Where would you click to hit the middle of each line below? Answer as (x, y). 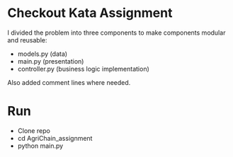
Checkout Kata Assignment (90, 13)
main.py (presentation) (51, 61)
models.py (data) (42, 54)
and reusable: (27, 40)
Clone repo (34, 130)
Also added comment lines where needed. (69, 82)
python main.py (40, 146)
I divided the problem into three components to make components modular (116, 33)
